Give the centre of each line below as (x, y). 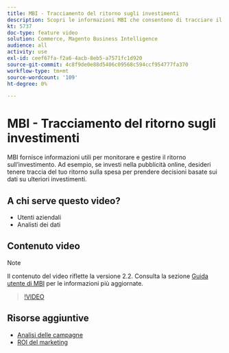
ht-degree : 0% (27, 84)
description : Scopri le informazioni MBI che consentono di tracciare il (115, 20)
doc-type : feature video (43, 33)
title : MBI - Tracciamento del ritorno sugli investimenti (93, 13)
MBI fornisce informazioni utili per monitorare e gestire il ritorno (97, 157)
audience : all (27, 45)
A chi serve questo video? (64, 201)
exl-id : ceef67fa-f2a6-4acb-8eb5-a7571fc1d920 (75, 58)
